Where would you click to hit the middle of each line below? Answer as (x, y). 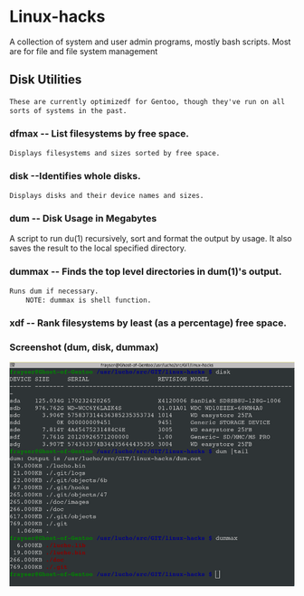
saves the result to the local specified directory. (98, 248)
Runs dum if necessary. (54, 291)
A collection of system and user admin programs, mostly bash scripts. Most (150, 42)
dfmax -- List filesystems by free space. (100, 133)
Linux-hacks (57, 17)
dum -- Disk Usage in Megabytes (83, 219)
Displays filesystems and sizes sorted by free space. (115, 154)
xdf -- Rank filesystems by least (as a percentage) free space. (148, 323)
